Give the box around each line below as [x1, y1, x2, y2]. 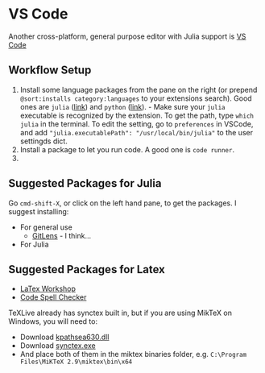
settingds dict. [19, 136, 68, 146]
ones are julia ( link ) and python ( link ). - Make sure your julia [19, 102, 226, 111]
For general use [19, 222, 72, 232]
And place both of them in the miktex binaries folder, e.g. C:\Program [19, 350, 247, 359]
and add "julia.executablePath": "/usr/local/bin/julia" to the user [19, 127, 254, 137]
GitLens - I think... [31, 230, 92, 240]
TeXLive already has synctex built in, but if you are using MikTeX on [8, 308, 232, 318]
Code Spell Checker [19, 292, 87, 302]
